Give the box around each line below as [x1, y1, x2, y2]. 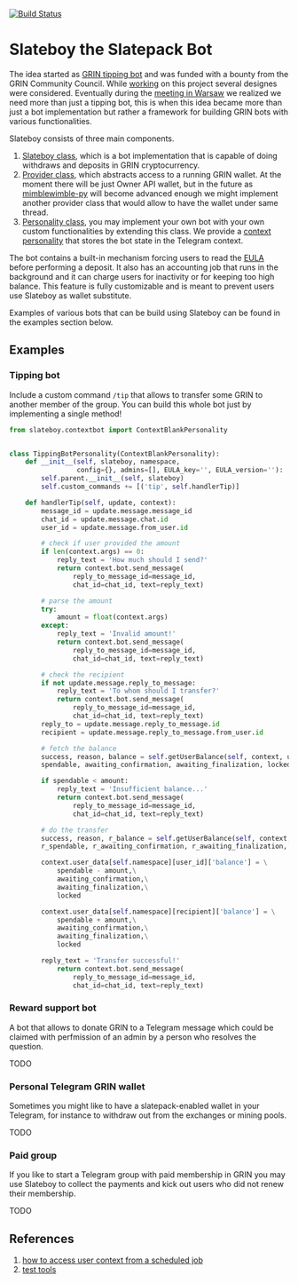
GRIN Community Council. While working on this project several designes [9, 78, 278, 89]
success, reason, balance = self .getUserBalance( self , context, [41, 752, 284, 761]
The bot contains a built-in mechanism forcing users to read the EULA [9, 252, 264, 263]
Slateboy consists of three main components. [9, 133, 175, 144]
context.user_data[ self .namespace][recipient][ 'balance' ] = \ [41, 907, 276, 916]
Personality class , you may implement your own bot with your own [21, 216, 265, 226]
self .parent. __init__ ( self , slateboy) [41, 474, 184, 483]
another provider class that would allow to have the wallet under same [21, 197, 278, 208]
